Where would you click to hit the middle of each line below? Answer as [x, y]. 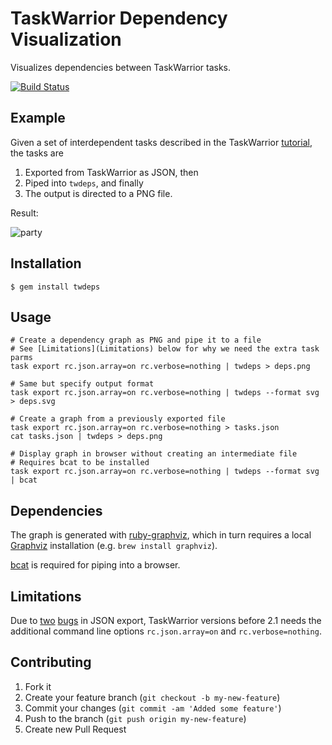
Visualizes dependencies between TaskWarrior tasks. [121, 67]
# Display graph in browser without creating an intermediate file [154, 454]
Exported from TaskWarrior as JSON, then [111, 172]
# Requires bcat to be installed [80, 463]
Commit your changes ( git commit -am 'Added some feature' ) [153, 708]
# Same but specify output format [82, 384]
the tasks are [37, 153]
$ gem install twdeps [55, 287]
